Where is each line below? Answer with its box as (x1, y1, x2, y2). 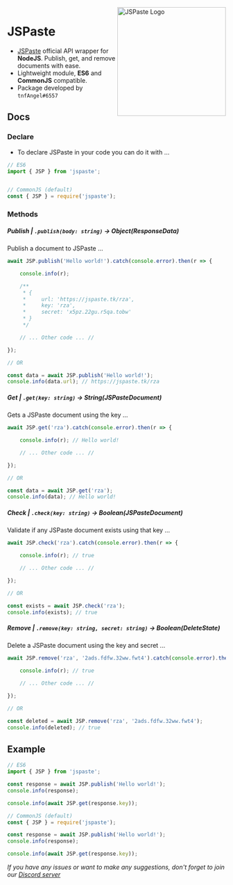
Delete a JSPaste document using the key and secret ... (7, 641, 166, 650)
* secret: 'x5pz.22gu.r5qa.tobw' (22, 309, 132, 316)
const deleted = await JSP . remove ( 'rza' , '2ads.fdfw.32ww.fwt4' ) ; (7, 717, 203, 724)
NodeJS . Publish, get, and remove (17, 54, 116, 62)
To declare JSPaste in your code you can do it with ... (17, 147, 170, 156)
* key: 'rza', (22, 302, 76, 309)
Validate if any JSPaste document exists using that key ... (7, 526, 171, 534)
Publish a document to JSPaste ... (7, 244, 104, 253)
